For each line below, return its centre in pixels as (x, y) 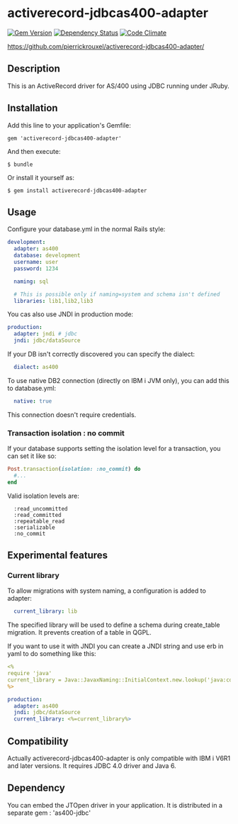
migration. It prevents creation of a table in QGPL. (80, 633)
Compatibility (38, 741)
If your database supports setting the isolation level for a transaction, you (114, 449)
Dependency (36, 788)
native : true (33, 401)
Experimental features (58, 556)
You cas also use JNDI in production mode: (70, 314)
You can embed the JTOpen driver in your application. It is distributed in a (115, 805)
